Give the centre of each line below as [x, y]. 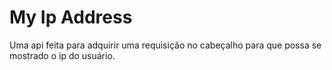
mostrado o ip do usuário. [62, 55]
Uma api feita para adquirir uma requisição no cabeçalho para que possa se [165, 45]
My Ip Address [71, 17]
